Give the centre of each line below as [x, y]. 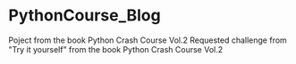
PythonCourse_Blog [85, 16]
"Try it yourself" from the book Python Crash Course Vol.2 [116, 49]
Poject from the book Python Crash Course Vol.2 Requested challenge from [148, 40]
